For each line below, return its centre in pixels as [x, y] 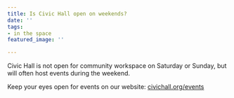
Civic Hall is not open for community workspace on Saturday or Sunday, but [117, 66]
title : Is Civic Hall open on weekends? [67, 14]
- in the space [30, 33]
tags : [15, 27]
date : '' [20, 20]
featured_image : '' [36, 40]
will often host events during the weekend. [69, 73]
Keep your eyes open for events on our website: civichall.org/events [106, 87]
